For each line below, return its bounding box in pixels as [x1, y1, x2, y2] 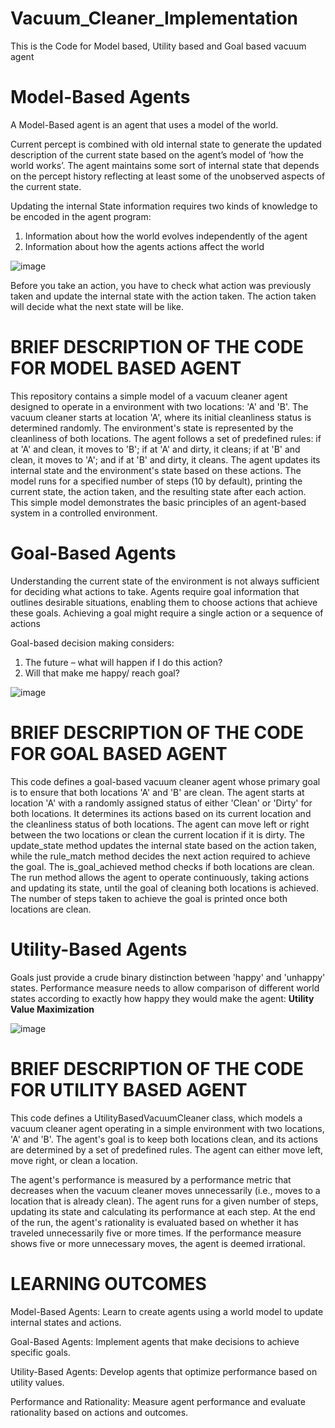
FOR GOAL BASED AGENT [10, 742, 228, 765]
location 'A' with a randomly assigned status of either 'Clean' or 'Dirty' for [10, 797, 313, 809]
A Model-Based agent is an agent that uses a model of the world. [10, 118, 279, 131]
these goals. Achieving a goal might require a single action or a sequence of [10, 607, 324, 619]
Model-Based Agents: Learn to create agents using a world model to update [10, 1305, 324, 1317]
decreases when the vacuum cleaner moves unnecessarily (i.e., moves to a [10, 1184, 321, 1196]
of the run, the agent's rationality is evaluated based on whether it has [10, 1216, 299, 1228]
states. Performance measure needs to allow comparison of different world [10, 982, 320, 994]
